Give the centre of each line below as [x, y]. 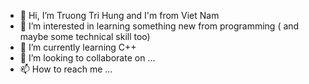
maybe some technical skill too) [85, 36]
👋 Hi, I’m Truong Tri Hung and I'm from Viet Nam [119, 15]
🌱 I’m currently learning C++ [78, 47]
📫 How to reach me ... [66, 69]
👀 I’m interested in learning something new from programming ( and [159, 26]
